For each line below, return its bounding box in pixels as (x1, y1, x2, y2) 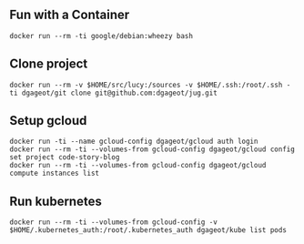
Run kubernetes (9, 193, 102, 208)
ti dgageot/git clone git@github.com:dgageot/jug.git (9, 88, 218, 97)
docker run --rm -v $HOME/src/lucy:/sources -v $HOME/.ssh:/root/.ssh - (9, 80, 291, 89)
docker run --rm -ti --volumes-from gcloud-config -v (9, 218, 218, 227)
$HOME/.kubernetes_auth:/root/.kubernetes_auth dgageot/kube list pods (9, 226, 287, 235)
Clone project (9, 56, 88, 72)
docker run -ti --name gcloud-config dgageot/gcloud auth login (9, 137, 258, 147)
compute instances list (9, 168, 100, 178)
